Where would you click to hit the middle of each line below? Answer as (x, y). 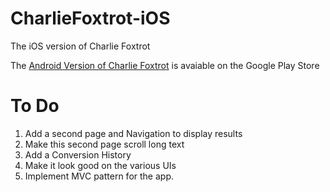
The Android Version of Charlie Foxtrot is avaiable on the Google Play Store (165, 65)
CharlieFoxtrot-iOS (90, 18)
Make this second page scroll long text (104, 144)
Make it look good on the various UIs (100, 165)
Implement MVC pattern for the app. (99, 176)
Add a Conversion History (78, 154)
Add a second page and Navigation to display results (133, 133)
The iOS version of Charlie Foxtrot (80, 46)
